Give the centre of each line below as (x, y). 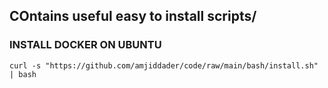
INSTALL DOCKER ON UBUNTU (85, 45)
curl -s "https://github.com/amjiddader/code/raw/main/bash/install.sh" (164, 65)
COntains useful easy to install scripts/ (133, 16)
